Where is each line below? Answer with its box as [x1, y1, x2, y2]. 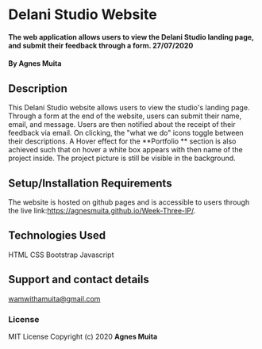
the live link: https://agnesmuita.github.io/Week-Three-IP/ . [8, 206, 196, 215]
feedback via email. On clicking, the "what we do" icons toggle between [8, 128, 244, 138]
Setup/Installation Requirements [8, 176, 172, 190]
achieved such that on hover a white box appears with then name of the [8, 145, 244, 155]
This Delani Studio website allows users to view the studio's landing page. [8, 103, 250, 113]
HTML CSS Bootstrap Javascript [8, 250, 114, 259]
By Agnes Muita [8, 59, 62, 68]
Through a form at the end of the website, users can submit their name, [8, 111, 242, 121]
